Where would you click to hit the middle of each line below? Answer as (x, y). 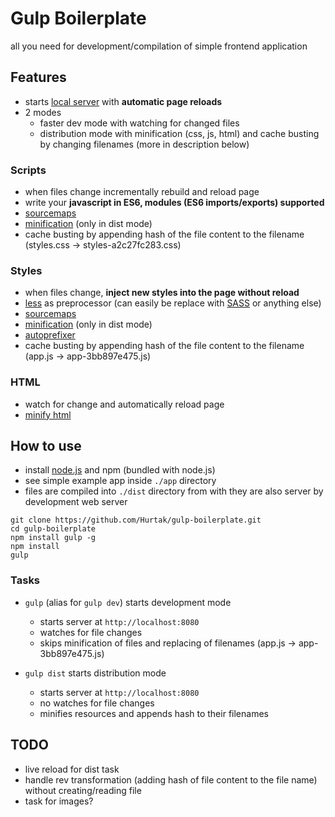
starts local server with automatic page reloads (123, 101)
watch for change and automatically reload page (124, 404)
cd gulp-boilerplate (53, 529)
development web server (76, 502)
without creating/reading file (83, 790)
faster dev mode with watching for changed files (139, 123)
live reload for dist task (72, 769)
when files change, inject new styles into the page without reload (162, 293)
